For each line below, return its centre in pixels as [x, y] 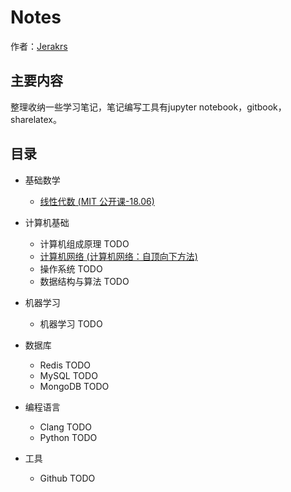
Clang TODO [66, 427]
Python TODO [68, 437]
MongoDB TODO [74, 386]
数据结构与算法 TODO [84, 281]
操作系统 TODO [71, 268]
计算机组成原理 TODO [84, 243]
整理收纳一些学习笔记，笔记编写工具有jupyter [103, 107]
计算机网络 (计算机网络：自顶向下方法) [118, 256]
